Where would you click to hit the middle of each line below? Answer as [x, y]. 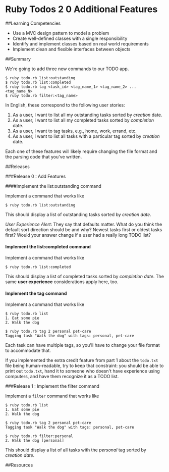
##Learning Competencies [33, 23]
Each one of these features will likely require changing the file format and [81, 151]
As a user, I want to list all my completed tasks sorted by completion [83, 120]
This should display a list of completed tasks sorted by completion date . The [84, 277]
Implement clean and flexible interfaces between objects [71, 49]
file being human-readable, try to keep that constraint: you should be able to [84, 366]
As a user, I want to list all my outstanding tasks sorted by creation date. [87, 115]
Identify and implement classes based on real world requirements [80, 43]
